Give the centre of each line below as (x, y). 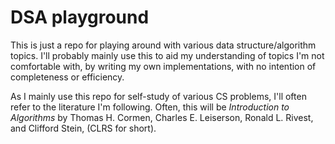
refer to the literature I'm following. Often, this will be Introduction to (150, 107)
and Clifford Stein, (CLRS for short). (83, 128)
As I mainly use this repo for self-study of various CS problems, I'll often (158, 96)
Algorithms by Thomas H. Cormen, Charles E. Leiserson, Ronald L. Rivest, (162, 117)
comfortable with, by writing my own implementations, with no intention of (163, 66)
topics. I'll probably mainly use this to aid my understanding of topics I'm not (167, 55)
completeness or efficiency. (67, 77)
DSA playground (80, 17)
